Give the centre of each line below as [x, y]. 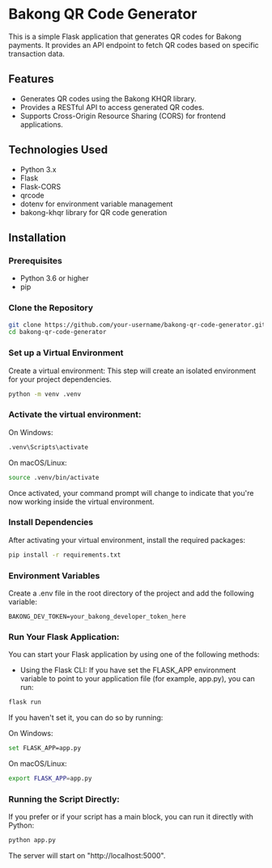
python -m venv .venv [45, 394]
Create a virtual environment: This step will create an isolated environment [132, 370]
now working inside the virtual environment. [82, 502]
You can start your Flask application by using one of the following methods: [134, 654]
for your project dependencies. [60, 379]
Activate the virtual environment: [75, 415]
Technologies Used [58, 150]
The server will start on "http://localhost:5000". [87, 856]
